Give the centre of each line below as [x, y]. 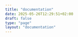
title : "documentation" [29, 9]
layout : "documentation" [30, 27]
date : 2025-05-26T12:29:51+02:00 [39, 14]
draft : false [18, 18]
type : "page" [18, 23]
